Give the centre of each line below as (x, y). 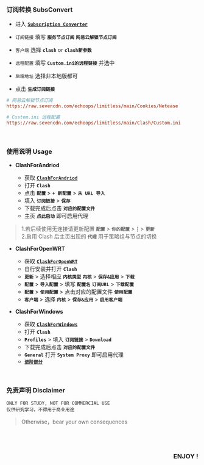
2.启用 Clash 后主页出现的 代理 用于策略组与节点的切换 (89, 237)
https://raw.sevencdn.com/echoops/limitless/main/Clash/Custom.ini (94, 123)
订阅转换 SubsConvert (40, 9)
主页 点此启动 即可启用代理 (56, 216)
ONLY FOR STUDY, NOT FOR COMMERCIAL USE (58, 403)
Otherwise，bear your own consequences (74, 422)
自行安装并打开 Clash (51, 269)
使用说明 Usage (30, 151)
